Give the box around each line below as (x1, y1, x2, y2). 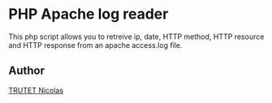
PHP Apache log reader (8, 5, 169, 24)
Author (8, 64, 45, 78)
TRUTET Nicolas (8, 85, 63, 95)
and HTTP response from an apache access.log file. (8, 40, 183, 49)
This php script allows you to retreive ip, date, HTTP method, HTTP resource (8, 32, 265, 41)
